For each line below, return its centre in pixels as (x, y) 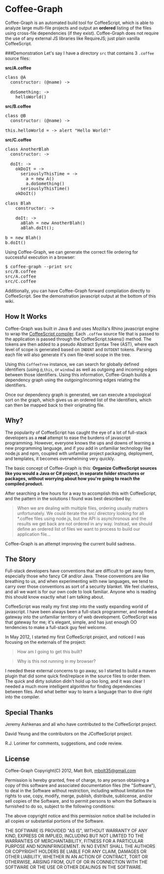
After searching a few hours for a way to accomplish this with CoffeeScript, (81, 493)
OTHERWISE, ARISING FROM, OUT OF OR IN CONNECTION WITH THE (76, 862)
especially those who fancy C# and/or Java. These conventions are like (77, 576)
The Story (21, 559)
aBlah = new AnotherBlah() (53, 223)
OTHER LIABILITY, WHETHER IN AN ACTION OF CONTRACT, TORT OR (76, 857)
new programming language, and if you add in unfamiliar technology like (78, 448)
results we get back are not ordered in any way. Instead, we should (85, 524)
